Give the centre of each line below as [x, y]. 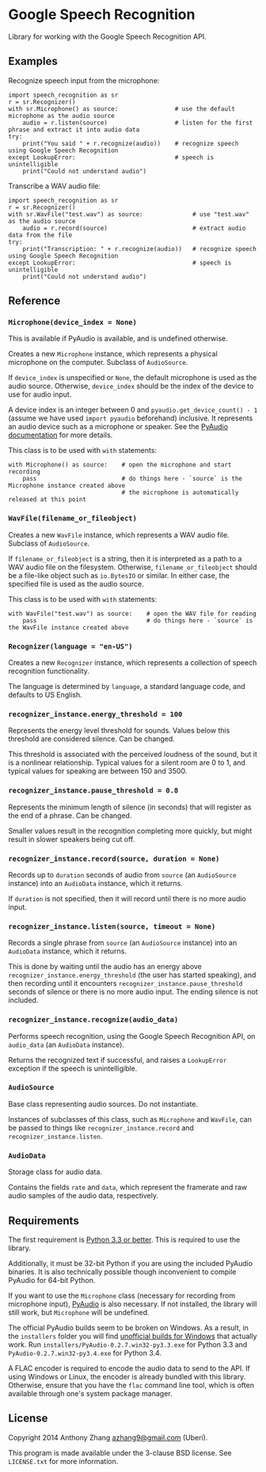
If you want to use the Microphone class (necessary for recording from [122, 1295]
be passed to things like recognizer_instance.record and [101, 1128]
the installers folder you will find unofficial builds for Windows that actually [133, 1336]
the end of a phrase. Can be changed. [70, 815]
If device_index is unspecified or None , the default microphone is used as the [133, 378]
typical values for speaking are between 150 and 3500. [98, 771]
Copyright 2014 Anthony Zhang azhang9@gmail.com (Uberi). [108, 1437]
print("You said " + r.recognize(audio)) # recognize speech [131, 143]
